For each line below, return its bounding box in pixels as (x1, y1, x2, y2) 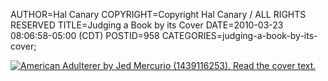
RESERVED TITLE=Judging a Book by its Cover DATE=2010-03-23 (10, 19, 284, 31)
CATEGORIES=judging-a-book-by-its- (161, 30, 318, 41)
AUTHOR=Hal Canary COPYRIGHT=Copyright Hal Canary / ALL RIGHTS (10, 9, 307, 20)
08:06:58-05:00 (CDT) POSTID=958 (10, 30, 160, 41)
